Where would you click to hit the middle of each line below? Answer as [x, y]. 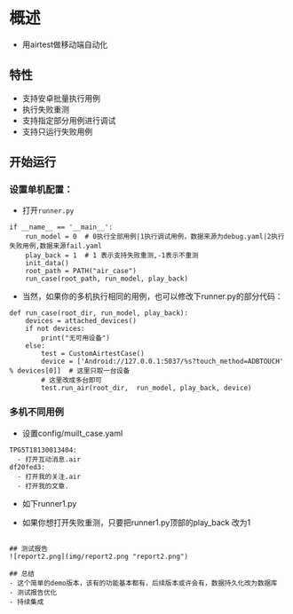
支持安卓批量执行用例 [61, 98]
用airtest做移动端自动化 [65, 44]
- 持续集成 [27, 602]
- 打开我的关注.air [49, 476]
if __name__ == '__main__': [61, 227]
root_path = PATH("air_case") [81, 272]
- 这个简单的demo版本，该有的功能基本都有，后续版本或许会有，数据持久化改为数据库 [143, 583]
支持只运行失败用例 [57, 131]
